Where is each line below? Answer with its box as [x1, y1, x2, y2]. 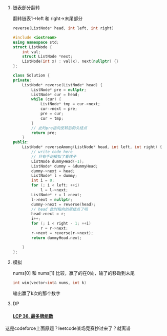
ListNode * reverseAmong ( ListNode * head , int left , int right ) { [22, 144, 162, 150]
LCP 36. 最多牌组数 [12, 313, 54, 319]
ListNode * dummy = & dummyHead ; [31, 163, 98, 169]
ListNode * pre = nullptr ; [31, 87, 87, 92]
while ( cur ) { [31, 97, 61, 102]
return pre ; [31, 130, 57, 135]
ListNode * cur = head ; [31, 92, 80, 97]
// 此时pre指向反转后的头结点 [31, 125, 87, 130]
